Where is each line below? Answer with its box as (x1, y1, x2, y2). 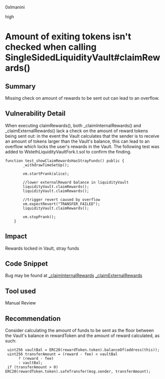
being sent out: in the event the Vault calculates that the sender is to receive (5, 133, 160, 139)
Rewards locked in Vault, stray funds (5, 245, 80, 251)
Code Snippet (5, 260, 48, 268)
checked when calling (5, 41, 97, 53)
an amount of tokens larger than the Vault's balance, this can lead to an (5, 138, 150, 144)
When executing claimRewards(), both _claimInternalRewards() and (5, 122, 141, 128)
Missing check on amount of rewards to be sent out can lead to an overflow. (5, 95, 160, 101)
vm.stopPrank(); (23, 214, 56, 219)
